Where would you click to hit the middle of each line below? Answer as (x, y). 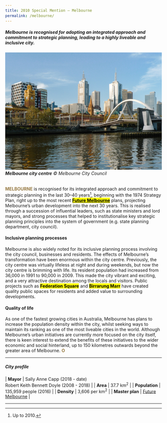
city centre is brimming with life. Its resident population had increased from (82, 270)
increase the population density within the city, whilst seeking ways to (77, 324)
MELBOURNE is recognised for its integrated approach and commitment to (82, 189)
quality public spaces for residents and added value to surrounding (74, 291)
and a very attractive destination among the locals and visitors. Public (76, 281)
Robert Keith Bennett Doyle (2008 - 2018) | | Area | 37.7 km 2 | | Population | (83, 385)
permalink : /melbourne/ (30, 16)
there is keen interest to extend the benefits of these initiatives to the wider (82, 340)
